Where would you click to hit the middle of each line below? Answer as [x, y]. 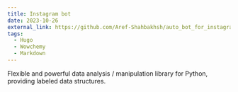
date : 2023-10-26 [33, 21]
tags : [15, 34]
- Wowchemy [30, 47]
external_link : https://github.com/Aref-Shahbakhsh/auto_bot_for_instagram [121, 27]
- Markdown [30, 54]
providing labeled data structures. [57, 81]
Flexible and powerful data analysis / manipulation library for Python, [108, 73]
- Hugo [23, 40]
